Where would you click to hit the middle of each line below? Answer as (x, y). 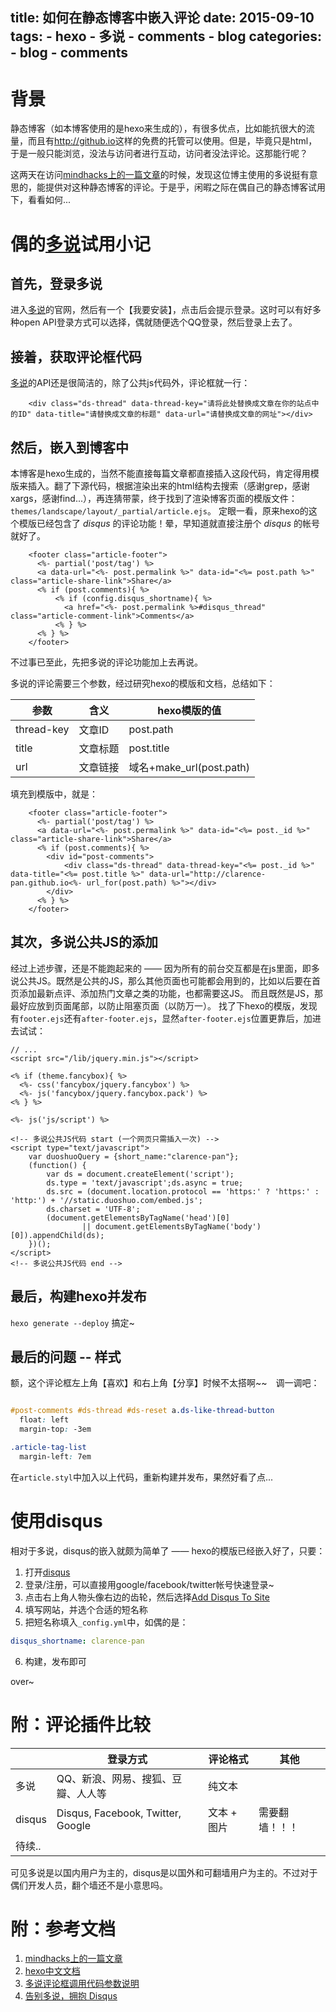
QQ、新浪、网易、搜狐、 (114, 1778)
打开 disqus (47, 1572)
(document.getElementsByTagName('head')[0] (138, 1218)
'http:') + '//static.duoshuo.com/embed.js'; (106, 1200)
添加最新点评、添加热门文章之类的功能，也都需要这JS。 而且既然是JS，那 (170, 993)
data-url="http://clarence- (207, 874)
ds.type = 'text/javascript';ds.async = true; (145, 1183)
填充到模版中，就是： (54, 794)
